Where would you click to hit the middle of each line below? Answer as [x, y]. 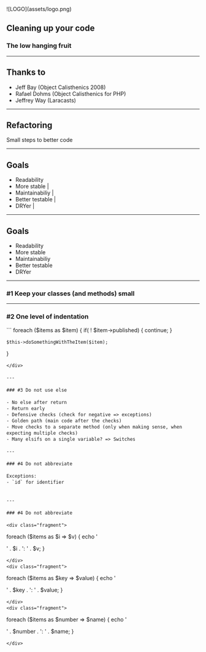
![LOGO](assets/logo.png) [39, 9]
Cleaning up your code [51, 29]
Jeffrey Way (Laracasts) [46, 100]
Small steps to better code [40, 140]
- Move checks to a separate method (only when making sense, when [94, 427]
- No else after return [37, 402]
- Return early [26, 408]
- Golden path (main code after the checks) [64, 421]
